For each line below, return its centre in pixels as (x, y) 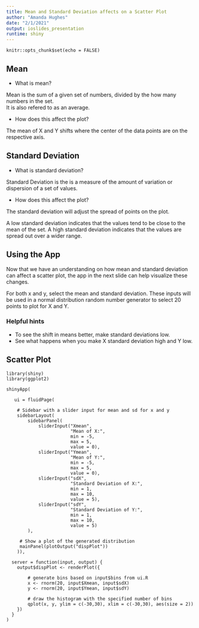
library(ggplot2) (28, 379)
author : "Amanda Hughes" (37, 17)
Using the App (33, 255)
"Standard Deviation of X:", (107, 483)
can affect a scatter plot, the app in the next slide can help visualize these (97, 275)
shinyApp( (19, 389)
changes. (18, 281)
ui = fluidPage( (34, 400)
